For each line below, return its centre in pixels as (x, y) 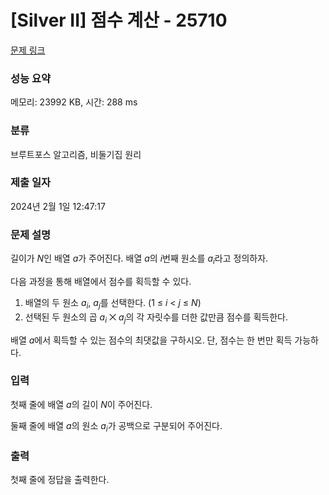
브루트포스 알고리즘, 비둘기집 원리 (76, 154)
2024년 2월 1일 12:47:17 (58, 206)
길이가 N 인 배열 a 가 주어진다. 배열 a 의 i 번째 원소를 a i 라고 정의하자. (139, 259)
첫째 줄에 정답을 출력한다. (60, 479)
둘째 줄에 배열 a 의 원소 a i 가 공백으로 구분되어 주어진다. (116, 426)
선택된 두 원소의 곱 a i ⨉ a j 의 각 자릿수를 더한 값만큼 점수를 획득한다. (156, 318)
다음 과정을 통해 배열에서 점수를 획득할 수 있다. (101, 281)
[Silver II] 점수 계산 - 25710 (119, 20)
